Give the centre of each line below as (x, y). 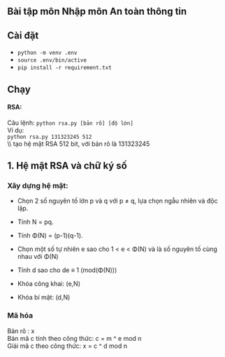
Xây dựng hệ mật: (38, 186)
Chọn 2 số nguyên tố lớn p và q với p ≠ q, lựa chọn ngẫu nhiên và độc (117, 201)
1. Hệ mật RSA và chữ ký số (67, 166)
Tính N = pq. (35, 222)
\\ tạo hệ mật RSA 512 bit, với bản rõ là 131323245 (79, 144)
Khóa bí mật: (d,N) (44, 297)
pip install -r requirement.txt (64, 68)
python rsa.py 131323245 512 (50, 137)
